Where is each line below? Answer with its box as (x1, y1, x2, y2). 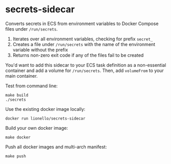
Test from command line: (5, 83, 58, 89)
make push (5, 153, 27, 159)
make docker (5, 134, 31, 140)
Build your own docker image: (5, 125, 68, 131)
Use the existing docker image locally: (5, 106, 86, 112)
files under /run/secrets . (5, 26, 58, 32)
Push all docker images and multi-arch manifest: (5, 144, 107, 150)
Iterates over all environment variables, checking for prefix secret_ (12, 36, 153, 42)
